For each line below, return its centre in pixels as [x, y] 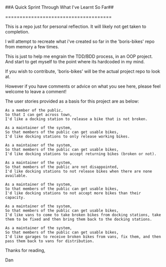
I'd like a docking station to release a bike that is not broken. [77, 119]
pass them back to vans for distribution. [50, 241]
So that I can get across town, [39, 115]
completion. [17, 32]
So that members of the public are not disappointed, [62, 167]
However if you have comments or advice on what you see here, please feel [83, 86]
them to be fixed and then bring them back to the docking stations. [79, 219]
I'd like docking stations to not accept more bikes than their [73, 193]
